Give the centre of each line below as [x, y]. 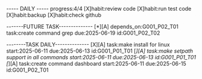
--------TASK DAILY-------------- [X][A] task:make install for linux [88, 45]
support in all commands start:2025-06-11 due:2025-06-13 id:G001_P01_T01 [101, 57]
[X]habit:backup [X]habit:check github [54, 15]
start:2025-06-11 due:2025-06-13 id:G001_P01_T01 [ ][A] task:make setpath [100, 51]
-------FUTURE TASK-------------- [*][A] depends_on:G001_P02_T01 [93, 27]
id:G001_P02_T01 [27, 70]
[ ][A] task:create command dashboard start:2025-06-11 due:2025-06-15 [96, 63]
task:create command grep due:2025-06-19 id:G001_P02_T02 [83, 33]
